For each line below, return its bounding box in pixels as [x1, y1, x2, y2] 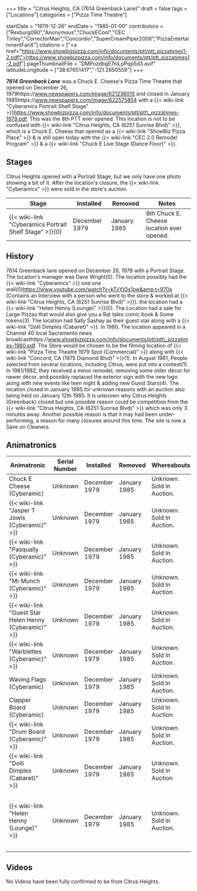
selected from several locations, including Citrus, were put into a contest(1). [6, 361, 189, 368]
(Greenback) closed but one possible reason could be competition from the [6, 398, 188, 405]
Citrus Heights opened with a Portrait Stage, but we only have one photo [6, 173, 181, 180]
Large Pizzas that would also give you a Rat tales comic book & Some [6, 311, 174, 318]
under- [158, 411, 176, 418]
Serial [57, 458, 74, 466]
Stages [6, 157, 33, 167]
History [6, 251, 34, 261]
